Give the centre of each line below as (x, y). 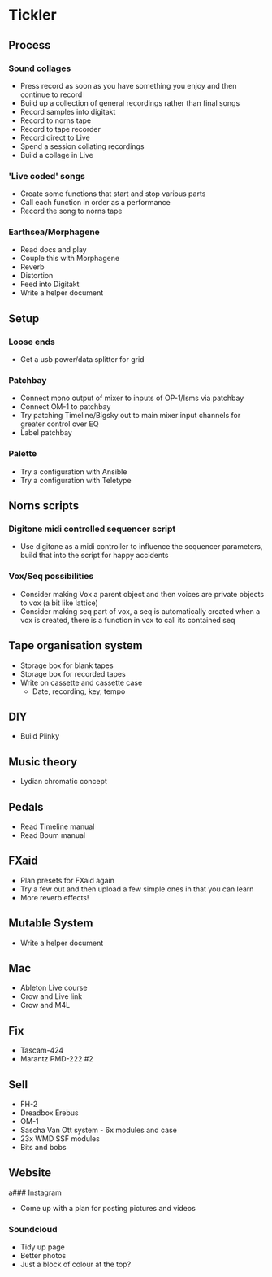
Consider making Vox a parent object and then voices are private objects (142, 594)
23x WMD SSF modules (60, 1139)
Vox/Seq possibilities (51, 577)
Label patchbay (46, 433)
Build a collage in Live (56, 155)
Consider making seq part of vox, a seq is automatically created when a (140, 611)
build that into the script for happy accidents (94, 556)
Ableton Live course (54, 988)
